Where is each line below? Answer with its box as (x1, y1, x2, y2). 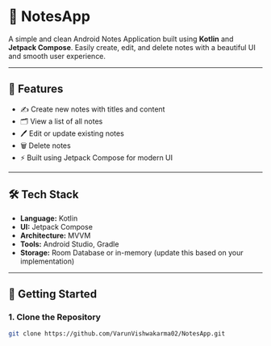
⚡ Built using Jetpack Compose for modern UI (19, 153, 173, 162)
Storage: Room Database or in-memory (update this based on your (19, 247, 244, 257)
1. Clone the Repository (8, 311, 101, 323)
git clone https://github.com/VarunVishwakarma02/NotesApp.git (8, 330, 226, 338)
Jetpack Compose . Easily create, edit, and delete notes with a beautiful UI (8, 42, 256, 52)
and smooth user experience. (8, 51, 106, 61)
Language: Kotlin (19, 213, 78, 223)
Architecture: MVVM (19, 230, 91, 240)
